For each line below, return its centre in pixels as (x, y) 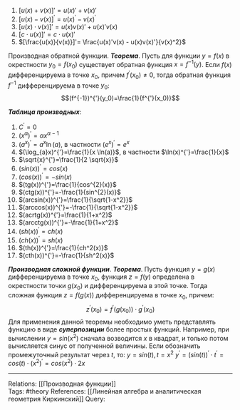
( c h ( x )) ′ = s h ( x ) (41, 240)
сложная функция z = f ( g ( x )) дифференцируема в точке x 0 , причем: (111, 296)
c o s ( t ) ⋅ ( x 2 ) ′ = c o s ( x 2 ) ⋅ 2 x (47, 363)
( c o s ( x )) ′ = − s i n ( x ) (45, 176)
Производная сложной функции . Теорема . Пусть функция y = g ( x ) (112, 269)
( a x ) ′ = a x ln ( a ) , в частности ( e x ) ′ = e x (74, 144)
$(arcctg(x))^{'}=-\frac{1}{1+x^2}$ (68, 222)
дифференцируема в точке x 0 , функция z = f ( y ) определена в (101, 277)
